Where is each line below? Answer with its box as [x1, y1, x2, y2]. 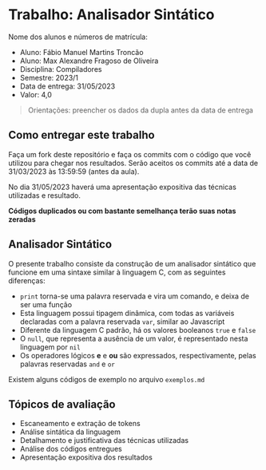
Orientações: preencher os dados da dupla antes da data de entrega [27, 105, 254, 115]
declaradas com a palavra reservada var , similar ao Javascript [19, 317, 225, 326]
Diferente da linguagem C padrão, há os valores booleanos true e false [19, 325, 256, 334]
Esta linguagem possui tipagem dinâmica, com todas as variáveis [19, 308, 235, 318]
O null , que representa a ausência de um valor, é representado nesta [19, 334, 248, 343]
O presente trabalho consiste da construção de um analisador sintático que [8, 259, 256, 268]
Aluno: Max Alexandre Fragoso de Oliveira [19, 56, 159, 65]
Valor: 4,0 [19, 89, 52, 99]
